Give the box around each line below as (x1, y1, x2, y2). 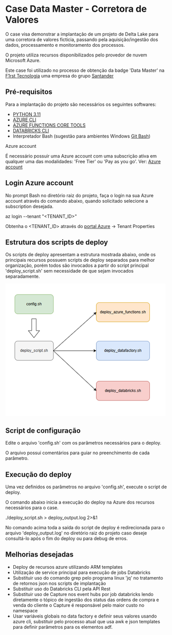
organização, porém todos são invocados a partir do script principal (5, 262, 149, 268)
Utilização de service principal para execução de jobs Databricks (12, 569, 150, 575)
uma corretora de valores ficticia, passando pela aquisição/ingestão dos (5, 36, 158, 43)
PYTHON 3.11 (12, 111, 41, 117)
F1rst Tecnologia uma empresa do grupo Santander (5, 72, 114, 79)
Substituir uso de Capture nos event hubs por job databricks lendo (12, 591, 154, 597)
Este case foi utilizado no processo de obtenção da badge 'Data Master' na (5, 67, 165, 73)
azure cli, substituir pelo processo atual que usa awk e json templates (12, 618, 160, 624)
